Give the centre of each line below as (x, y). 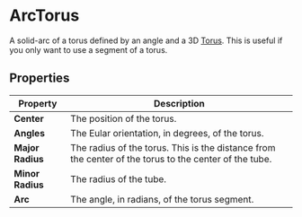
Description (179, 103)
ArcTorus (44, 16)
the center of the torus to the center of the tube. (171, 159)
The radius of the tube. (119, 178)
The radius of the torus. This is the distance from (173, 147)
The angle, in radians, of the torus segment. (162, 199)
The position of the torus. (124, 118)
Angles (29, 133)
